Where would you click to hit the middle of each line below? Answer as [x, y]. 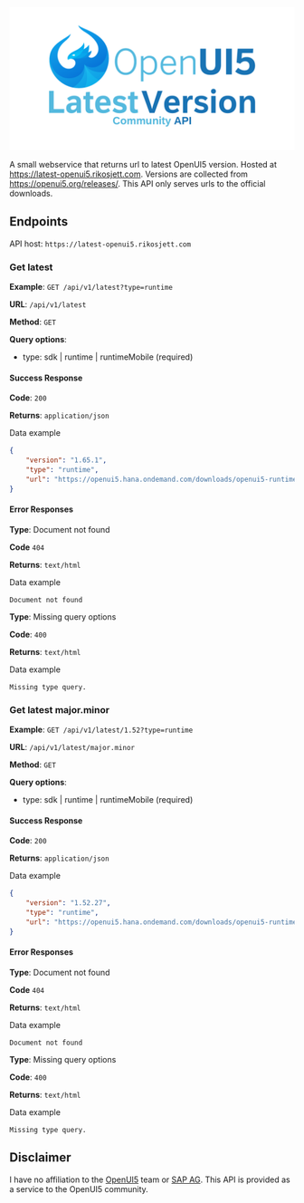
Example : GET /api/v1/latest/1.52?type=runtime [101, 730]
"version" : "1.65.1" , [66, 460]
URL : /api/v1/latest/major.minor [72, 747]
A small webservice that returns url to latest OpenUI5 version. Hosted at [143, 164]
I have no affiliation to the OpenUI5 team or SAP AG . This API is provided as [150, 1179]
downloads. [31, 193]
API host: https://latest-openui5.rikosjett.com [100, 244]
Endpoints [39, 221]
